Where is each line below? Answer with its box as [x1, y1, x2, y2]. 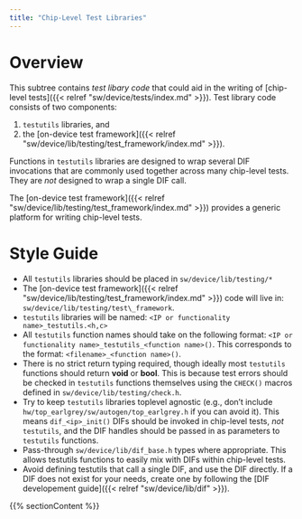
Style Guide [9, 243, 99, 263]
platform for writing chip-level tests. [9, 212, 142, 222]
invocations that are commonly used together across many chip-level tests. [9, 165, 289, 176]
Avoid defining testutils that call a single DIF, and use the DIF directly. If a [22, 463, 293, 475]
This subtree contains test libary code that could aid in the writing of [9, 82, 263, 93]
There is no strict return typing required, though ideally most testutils [22, 358, 286, 369]
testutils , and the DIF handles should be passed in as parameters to [22, 425, 280, 436]
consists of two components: [9, 101, 117, 112]
